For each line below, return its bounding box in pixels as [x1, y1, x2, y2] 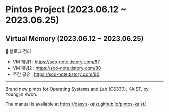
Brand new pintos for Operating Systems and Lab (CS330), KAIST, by [5, 86, 149, 92]
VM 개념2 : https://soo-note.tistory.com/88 [12, 65, 101, 71]
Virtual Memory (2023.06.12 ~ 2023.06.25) [5, 34, 144, 43]
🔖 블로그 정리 [5, 48, 31, 54]
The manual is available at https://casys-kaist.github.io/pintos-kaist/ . [5, 101, 147, 107]
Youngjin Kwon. [5, 91, 38, 97]
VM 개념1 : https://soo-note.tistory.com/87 [12, 59, 100, 65]
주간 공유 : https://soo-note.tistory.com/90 [12, 71, 100, 77]
